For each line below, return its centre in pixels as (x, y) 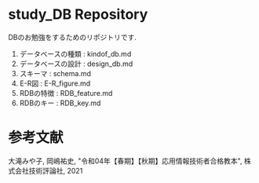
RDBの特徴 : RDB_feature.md (66, 93)
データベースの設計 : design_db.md (76, 64)
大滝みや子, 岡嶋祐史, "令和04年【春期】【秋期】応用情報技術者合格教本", (125, 161)
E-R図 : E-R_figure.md (55, 83)
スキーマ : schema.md (55, 73)
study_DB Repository (78, 15)
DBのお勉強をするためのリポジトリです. (73, 37)
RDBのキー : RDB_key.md (60, 103)
